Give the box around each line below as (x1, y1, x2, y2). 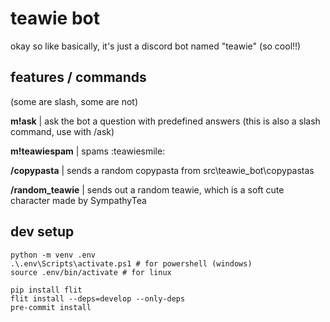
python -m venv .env (10, 250, 97, 260)
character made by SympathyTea (10, 194, 147, 206)
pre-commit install (10, 302, 92, 312)
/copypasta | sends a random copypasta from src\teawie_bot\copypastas (10, 164, 315, 176)
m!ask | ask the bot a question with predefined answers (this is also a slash (10, 115, 321, 127)
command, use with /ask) (10, 125, 115, 137)
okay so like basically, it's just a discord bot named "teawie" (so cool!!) (10, 40, 302, 52)
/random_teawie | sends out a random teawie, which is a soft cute (10, 183, 285, 196)
